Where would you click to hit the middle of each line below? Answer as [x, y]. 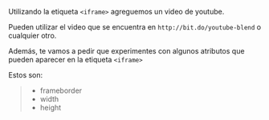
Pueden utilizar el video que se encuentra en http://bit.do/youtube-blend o [135, 27]
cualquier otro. [33, 36]
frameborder [61, 90]
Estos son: [26, 75]
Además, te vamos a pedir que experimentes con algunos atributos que [126, 51]
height [51, 108]
